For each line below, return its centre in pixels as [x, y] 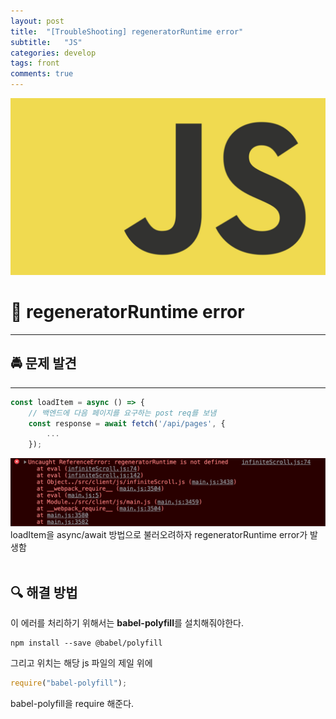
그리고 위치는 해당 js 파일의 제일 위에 [81, 663]
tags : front [35, 63]
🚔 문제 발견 [43, 363]
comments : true [42, 74]
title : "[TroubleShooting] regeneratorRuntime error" [127, 31]
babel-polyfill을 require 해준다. [72, 704]
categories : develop [53, 53]
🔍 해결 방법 [44, 592]
